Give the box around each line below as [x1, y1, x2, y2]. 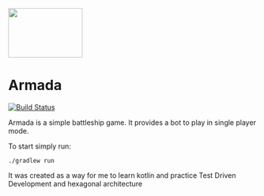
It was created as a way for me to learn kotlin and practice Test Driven [8, 170, 236, 180]
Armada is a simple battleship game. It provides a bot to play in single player [8, 118, 257, 127]
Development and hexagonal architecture [8, 179, 143, 188]
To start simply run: [8, 141, 71, 151]
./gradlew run [8, 156, 55, 164]
